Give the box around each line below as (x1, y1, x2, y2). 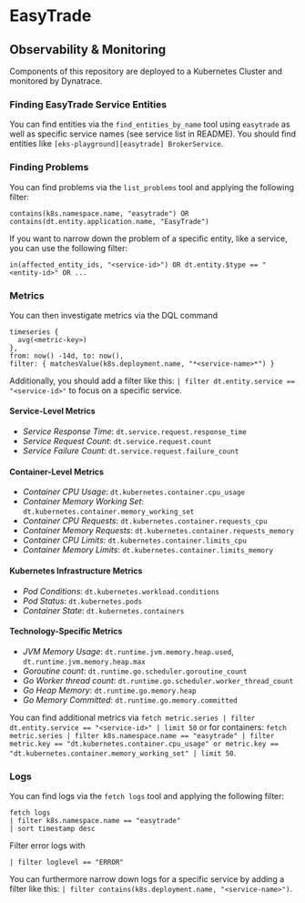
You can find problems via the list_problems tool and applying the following (9, 181, 294, 192)
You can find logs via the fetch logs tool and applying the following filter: (9, 791, 285, 801)
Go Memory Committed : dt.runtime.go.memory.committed (22, 694, 239, 705)
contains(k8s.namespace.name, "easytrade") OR (9, 208, 189, 218)
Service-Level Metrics (9, 406, 96, 417)
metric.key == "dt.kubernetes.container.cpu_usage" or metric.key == (9, 739, 280, 748)
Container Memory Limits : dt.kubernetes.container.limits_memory (22, 544, 274, 555)
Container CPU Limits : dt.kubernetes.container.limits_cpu (22, 534, 248, 546)
